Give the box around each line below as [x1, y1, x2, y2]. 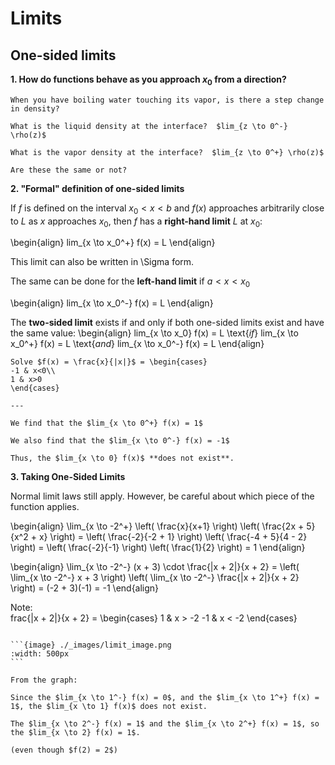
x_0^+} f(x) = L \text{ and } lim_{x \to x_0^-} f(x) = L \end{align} [10, 338, 265, 350]
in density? [10, 103, 60, 114]
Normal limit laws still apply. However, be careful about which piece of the [10, 490, 315, 502]
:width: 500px [10, 649, 70, 659]
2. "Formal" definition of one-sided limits [10, 182, 185, 194]
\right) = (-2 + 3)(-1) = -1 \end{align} [10, 582, 160, 594]
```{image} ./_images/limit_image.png [10, 640, 172, 651]
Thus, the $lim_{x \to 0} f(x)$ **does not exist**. [10, 453, 235, 464]
